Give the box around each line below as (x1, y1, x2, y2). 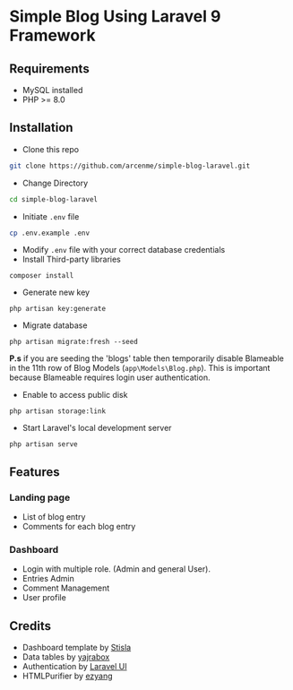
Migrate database (22, 320, 88, 331)
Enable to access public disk (22, 390, 128, 401)
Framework (9, 25, 96, 46)
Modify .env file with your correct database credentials (22, 245, 226, 255)
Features (9, 464, 60, 479)
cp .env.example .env (9, 229, 90, 237)
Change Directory (22, 177, 89, 188)
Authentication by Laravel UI (22, 661, 127, 672)
